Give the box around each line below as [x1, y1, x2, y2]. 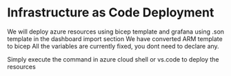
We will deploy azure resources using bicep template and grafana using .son [7, 27, 225, 36]
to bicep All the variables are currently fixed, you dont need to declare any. [7, 42, 219, 50]
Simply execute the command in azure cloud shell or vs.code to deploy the [7, 55, 219, 63]
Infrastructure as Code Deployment [7, 5, 214, 21]
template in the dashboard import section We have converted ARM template [7, 34, 223, 42]
